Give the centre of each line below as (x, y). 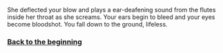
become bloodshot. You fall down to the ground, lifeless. (87, 24)
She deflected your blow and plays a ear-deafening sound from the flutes (111, 10)
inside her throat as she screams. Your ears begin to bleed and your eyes (111, 17)
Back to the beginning (45, 41)
